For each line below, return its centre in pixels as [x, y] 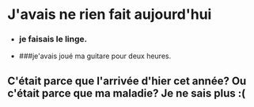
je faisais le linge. [53, 39]
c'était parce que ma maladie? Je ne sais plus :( [127, 93]
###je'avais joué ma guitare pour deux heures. [95, 56]
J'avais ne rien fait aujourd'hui [110, 15]
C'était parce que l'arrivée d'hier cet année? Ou [127, 81]
